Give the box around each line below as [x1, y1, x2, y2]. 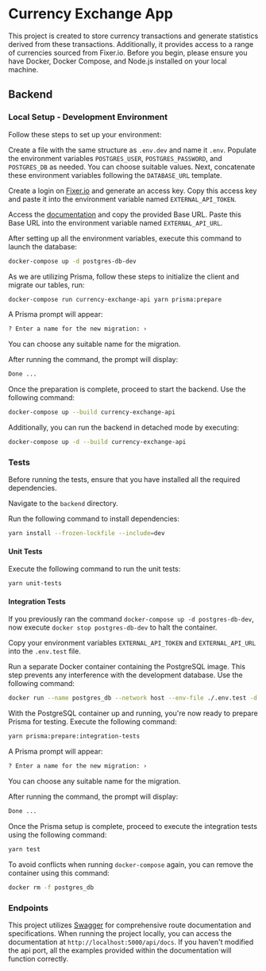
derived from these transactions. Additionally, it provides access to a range [8, 39, 254, 48]
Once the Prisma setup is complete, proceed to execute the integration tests [8, 821, 258, 830]
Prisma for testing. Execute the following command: [8, 717, 177, 726]
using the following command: [8, 830, 107, 839]
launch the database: [8, 241, 78, 251]
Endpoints [8, 902, 49, 913]
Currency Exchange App [8, 5, 173, 23]
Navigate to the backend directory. [8, 499, 119, 508]
